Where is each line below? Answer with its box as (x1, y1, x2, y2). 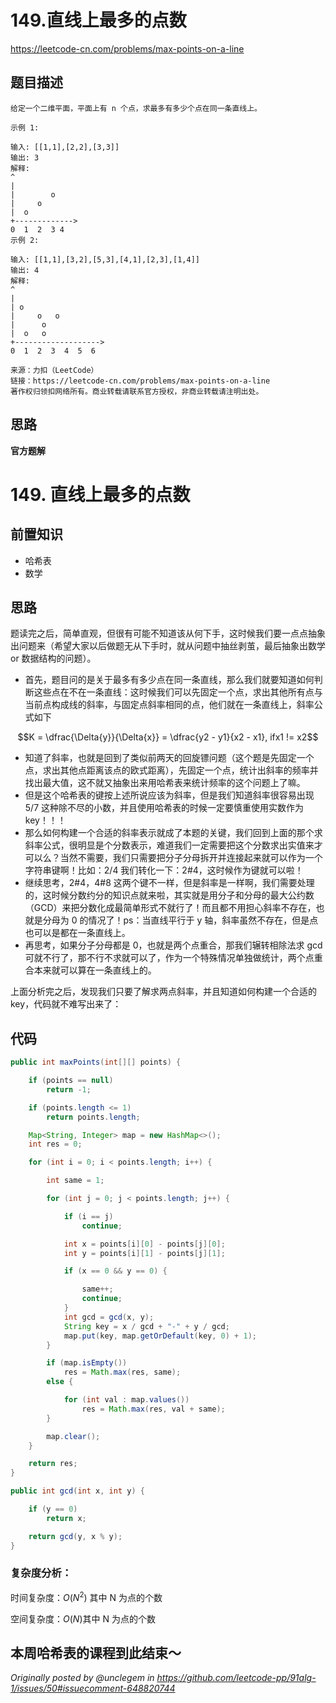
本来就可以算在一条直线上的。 (33, 964, 157, 976)
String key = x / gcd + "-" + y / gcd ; (63, 1321, 230, 1331)
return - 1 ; (46, 1084, 92, 1095)
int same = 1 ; (46, 1176, 105, 1186)
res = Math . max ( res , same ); (63, 1367, 182, 1378)
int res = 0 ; (28, 1139, 83, 1150)
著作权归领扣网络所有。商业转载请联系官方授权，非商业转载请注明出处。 (10, 386, 264, 396)
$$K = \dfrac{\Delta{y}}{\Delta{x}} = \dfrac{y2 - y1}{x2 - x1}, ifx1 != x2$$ (17, 731, 319, 743)
